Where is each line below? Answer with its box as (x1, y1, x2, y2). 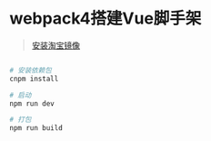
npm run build (9, 124, 64, 133)
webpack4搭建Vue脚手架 (9, 8, 202, 29)
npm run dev (9, 99, 55, 108)
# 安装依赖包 (9, 65, 52, 75)
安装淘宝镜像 (31, 40, 80, 51)
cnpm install (9, 74, 59, 83)
